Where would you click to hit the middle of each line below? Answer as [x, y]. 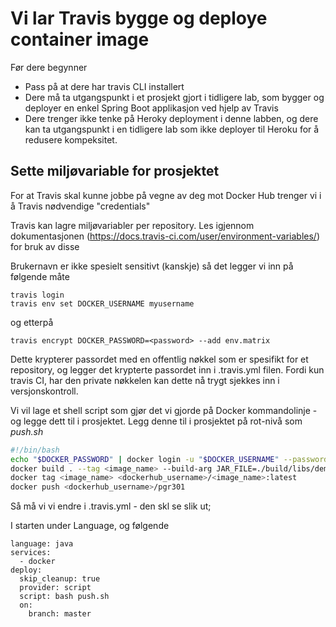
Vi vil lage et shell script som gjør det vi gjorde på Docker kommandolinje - [164, 410]
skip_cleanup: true [60, 579]
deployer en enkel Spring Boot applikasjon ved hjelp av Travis [151, 108]
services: [31, 553]
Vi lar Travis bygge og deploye [139, 18]
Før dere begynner [49, 67]
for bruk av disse [45, 246]
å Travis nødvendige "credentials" [80, 206]
